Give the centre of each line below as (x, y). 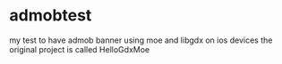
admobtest (51, 16)
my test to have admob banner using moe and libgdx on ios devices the (141, 40)
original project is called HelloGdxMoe (80, 49)
